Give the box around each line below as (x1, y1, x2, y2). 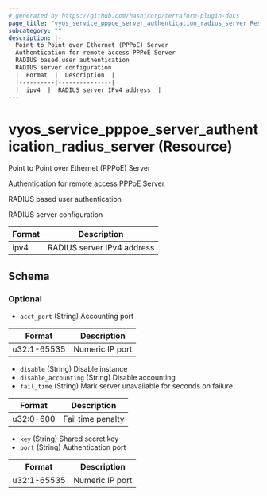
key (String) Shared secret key (19, 434, 119, 443)
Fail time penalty (63, 414, 125, 424)
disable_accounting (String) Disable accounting (19, 372, 176, 382)
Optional (8, 293, 42, 304)
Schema (8, 269, 50, 283)
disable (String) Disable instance (19, 364, 129, 373)
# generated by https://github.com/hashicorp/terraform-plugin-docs (8, 11, 240, 20)
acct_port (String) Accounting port (19, 312, 133, 321)
